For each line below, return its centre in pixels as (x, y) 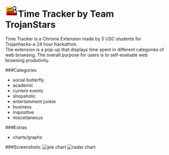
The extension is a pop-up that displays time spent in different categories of (84, 49)
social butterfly (28, 80)
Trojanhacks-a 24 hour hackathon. (41, 44)
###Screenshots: (23, 147)
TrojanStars (30, 25)
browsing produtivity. (27, 60)
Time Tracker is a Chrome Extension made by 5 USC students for (73, 38)
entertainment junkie (34, 101)
